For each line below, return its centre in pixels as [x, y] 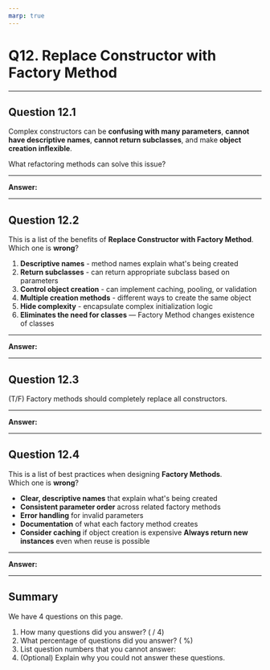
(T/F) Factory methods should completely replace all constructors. [118, 399]
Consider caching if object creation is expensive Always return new [134, 532]
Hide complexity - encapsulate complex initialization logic [117, 306]
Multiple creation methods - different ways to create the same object [135, 298]
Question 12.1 [42, 112]
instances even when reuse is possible [85, 541]
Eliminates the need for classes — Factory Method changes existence [137, 315]
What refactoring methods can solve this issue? [87, 164]
